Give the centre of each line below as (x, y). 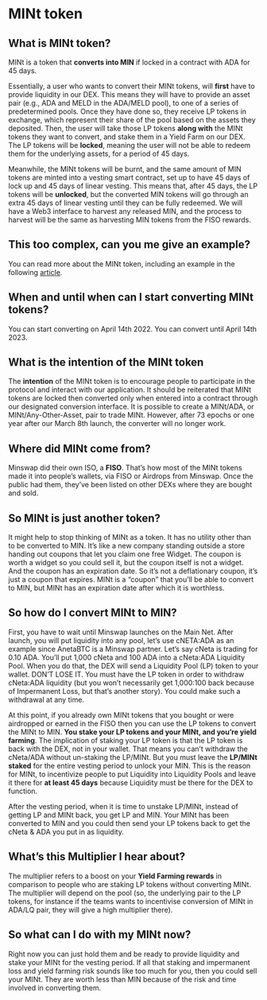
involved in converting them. (55, 987)
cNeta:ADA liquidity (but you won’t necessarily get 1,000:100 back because (131, 682)
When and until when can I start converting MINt (131, 298)
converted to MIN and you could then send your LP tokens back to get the (129, 823)
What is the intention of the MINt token (106, 362)
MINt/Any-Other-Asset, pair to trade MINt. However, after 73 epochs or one (132, 415)
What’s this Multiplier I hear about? (97, 857)
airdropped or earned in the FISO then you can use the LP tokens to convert (132, 723)
